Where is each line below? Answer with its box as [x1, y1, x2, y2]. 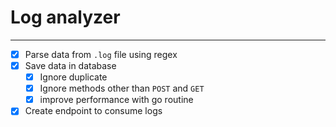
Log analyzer [10, 6, 121, 29]
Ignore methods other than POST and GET [39, 82, 205, 95]
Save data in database [24, 60, 117, 71]
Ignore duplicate [39, 71, 108, 83]
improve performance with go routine [39, 94, 194, 106]
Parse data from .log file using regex [24, 48, 178, 60]
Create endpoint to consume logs [24, 105, 163, 117]
